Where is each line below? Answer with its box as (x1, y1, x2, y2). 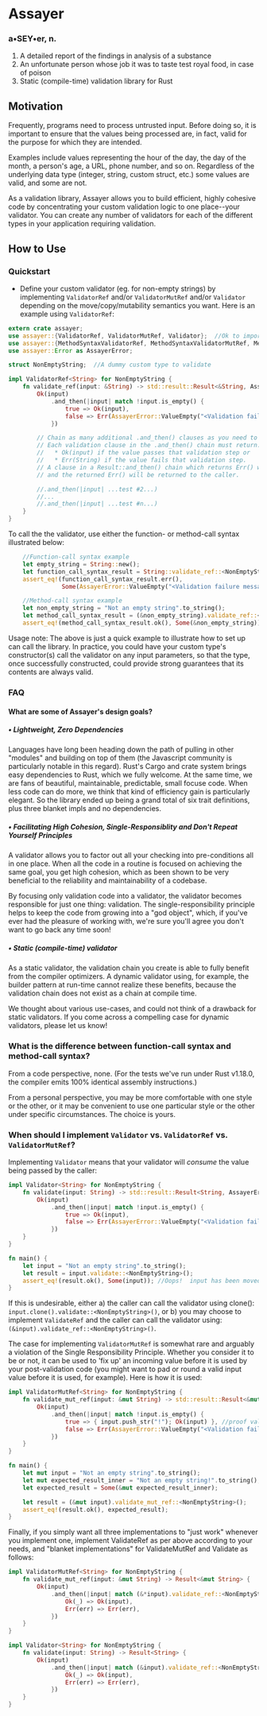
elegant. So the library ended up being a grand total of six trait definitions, (8, 795, 250, 805)
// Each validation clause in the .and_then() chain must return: (37, 442, 261, 450)
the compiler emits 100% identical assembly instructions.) (8, 1077, 197, 1087)
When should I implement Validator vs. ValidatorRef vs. (8, 1129, 228, 1140)
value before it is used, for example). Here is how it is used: (8, 1373, 203, 1382)
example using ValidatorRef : (19, 309, 115, 319)
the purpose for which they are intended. (8, 137, 142, 147)
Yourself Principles (8, 831, 73, 841)
